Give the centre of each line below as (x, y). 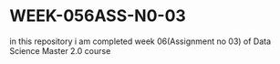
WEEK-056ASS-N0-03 (98, 16)
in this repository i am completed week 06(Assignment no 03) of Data (140, 41)
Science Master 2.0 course (60, 50)
